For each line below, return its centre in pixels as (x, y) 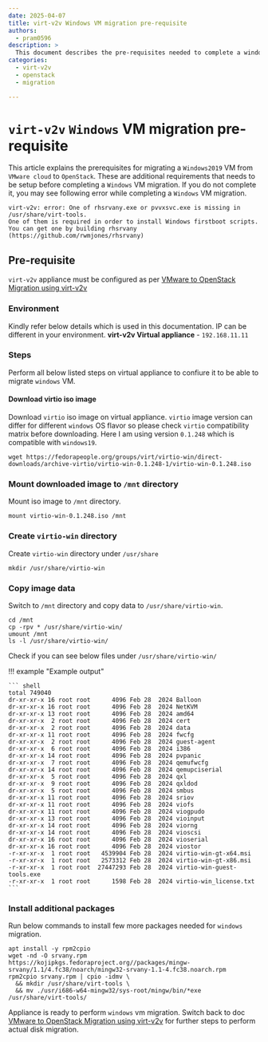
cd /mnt (21, 620)
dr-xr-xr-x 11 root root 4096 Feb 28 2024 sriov (101, 797)
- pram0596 (33, 38)
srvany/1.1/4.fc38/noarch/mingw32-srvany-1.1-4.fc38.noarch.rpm (117, 970)
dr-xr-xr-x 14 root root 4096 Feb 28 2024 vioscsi (105, 832)
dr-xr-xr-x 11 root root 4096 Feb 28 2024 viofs (101, 804)
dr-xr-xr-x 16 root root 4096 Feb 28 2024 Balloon (105, 700)
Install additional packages (62, 908)
